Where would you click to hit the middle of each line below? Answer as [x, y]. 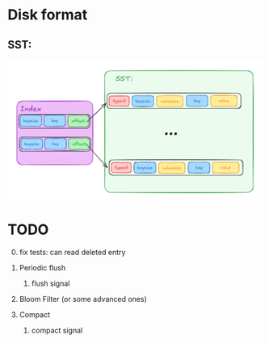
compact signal [57, 330]
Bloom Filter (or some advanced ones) [83, 299]
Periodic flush [42, 268]
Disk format [48, 15]
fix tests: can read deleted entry [72, 253]
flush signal [50, 283]
